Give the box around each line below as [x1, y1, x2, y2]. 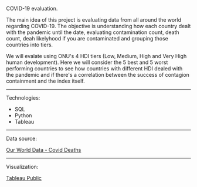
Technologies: [6, 94, 40, 101]
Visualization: [6, 164, 39, 170]
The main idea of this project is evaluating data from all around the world [6, 16, 182, 23]
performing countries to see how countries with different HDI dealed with [6, 65, 183, 72]
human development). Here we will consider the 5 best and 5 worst [6, 59, 168, 66]
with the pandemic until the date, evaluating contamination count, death [6, 29, 180, 36]
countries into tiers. [6, 41, 53, 48]
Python [14, 112, 32, 119]
